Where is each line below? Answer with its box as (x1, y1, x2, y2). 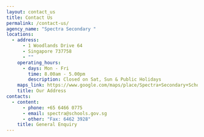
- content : (12, 99, 39, 105)
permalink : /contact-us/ (6, 20, 69, 26)
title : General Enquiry (17, 122, 78, 128)
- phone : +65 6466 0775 (22, 104, 83, 111)
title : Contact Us (6, 15, 53, 21)
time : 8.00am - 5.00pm (28, 71, 86, 77)
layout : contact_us (6, 8, 56, 15)
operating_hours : (17, 59, 61, 65)
